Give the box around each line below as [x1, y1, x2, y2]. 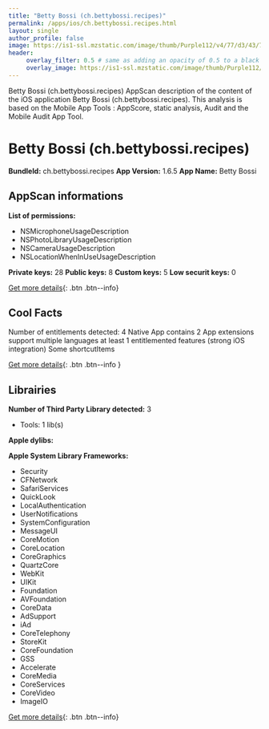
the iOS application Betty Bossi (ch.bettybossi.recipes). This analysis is [8, 94, 243, 104]
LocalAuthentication [19, 500, 86, 510]
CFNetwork [19, 475, 58, 485]
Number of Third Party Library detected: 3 [8, 404, 152, 414]
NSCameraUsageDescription [19, 243, 116, 253]
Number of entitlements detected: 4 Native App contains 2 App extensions [8, 327, 255, 337]
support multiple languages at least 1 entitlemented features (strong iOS [8, 336, 246, 346]
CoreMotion [19, 535, 60, 545]
